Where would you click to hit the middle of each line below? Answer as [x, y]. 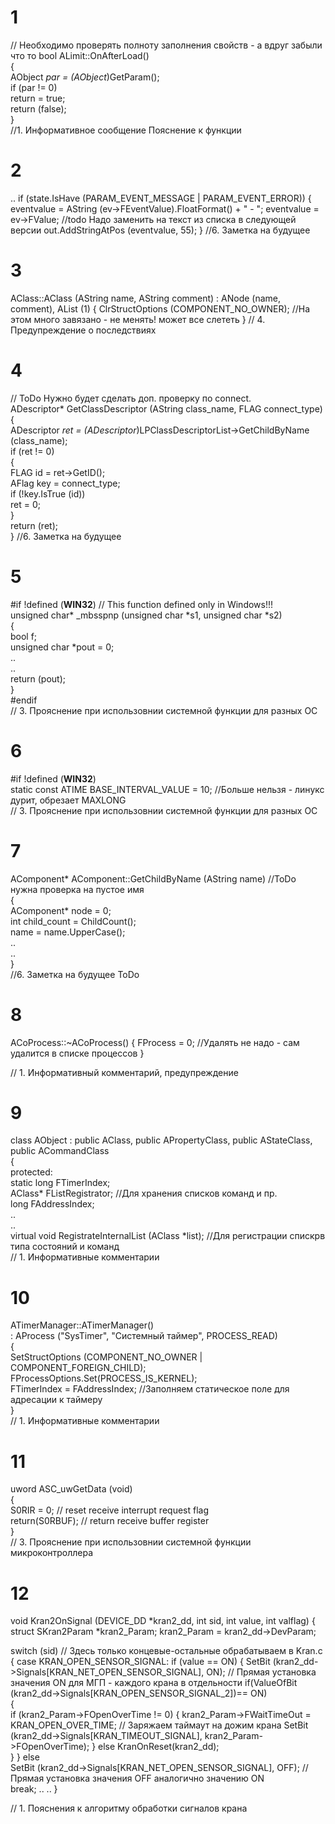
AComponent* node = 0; [61, 910]
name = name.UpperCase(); [68, 932]
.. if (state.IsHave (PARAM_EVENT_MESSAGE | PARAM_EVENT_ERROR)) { [161, 198]
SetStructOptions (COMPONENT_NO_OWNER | [106, 1357]
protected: [31, 1172]
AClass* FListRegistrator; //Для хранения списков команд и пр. [144, 1193]
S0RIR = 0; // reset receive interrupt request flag [110, 1510]
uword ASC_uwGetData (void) [71, 1489]
